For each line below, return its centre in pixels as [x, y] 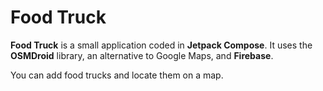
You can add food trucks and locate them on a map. [117, 75]
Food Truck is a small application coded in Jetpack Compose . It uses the [161, 45]
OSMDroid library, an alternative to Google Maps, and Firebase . [142, 55]
